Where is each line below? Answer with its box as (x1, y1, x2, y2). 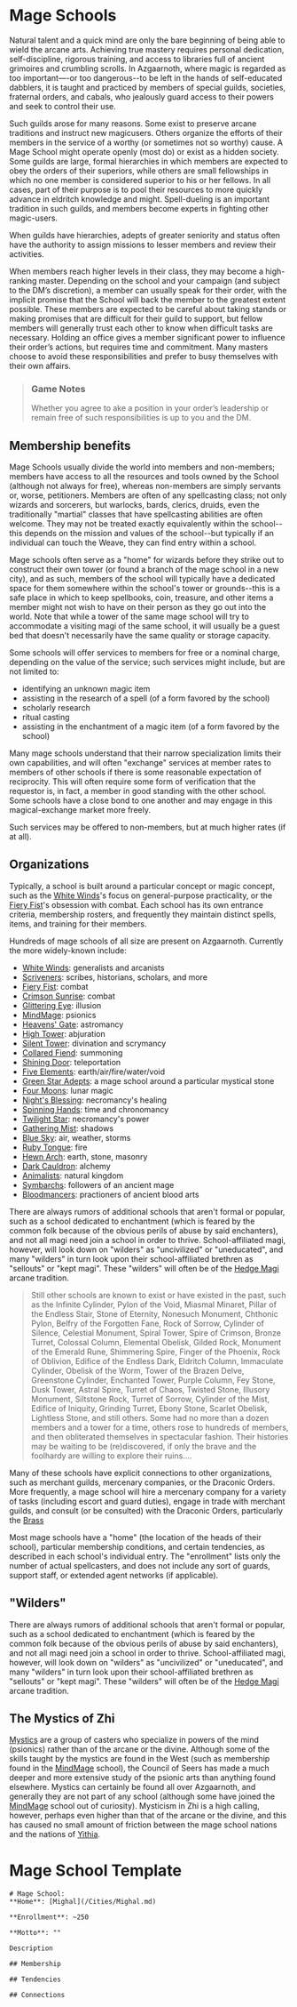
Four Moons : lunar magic (21, 1085, 113, 1096)
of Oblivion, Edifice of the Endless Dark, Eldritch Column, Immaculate (30, 1355, 284, 1366)
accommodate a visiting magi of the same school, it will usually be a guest (9, 621, 281, 631)
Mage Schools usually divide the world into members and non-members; (9, 462, 276, 472)
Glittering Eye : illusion (21, 999, 102, 1010)
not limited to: (9, 666, 59, 677)
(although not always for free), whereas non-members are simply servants (9, 481, 281, 492)
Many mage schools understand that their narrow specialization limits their (9, 748, 282, 759)
